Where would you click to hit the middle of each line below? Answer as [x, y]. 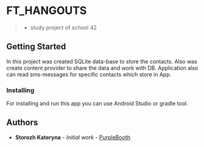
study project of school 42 [64, 27]
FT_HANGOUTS [47, 11]
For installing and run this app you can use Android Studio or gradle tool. [97, 104]
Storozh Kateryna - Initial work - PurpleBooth [73, 137]
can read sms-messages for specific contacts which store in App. [89, 74]
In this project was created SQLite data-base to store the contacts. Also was [102, 61]
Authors [22, 123]
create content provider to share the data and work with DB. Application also [102, 68]
